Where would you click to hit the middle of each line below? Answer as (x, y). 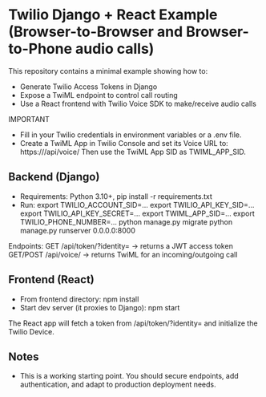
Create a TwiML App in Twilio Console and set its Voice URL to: (124, 143)
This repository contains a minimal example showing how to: (108, 71)
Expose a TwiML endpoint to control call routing (99, 95)
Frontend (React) (51, 280)
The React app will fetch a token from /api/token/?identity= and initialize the (133, 323)
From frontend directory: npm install (79, 299)
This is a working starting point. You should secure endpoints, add (129, 376)
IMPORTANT (29, 119)
